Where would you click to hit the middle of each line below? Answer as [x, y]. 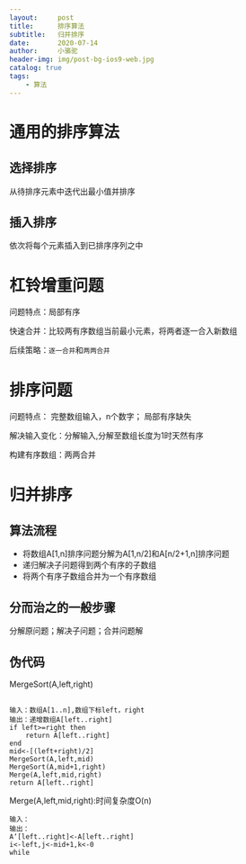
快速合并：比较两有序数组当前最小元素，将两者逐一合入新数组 [123, 331]
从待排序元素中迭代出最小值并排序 [72, 191]
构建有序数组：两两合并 [53, 454]
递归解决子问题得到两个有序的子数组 [89, 565]
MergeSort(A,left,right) [52, 684]
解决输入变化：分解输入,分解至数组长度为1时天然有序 [106, 436]
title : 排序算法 [47, 26]
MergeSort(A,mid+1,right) [57, 767]
